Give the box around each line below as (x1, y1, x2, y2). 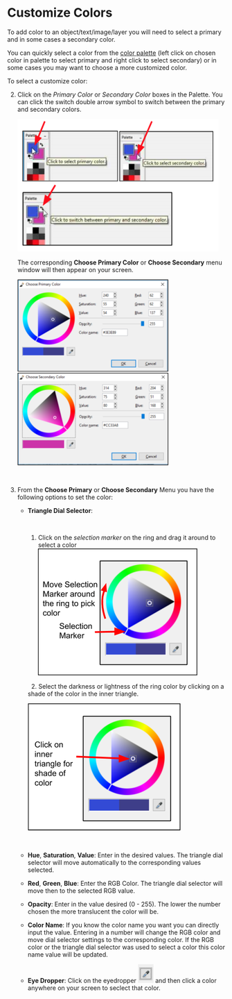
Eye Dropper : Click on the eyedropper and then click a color (27, 976, 217, 984)
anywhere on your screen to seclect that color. (27, 984, 161, 992)
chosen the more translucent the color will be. (27, 907, 159, 916)
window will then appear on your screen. (17, 265, 134, 274)
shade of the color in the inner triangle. (27, 689, 139, 698)
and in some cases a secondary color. (7, 35, 116, 43)
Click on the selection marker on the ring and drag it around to (37, 533, 216, 542)
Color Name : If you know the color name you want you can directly (27, 921, 220, 929)
